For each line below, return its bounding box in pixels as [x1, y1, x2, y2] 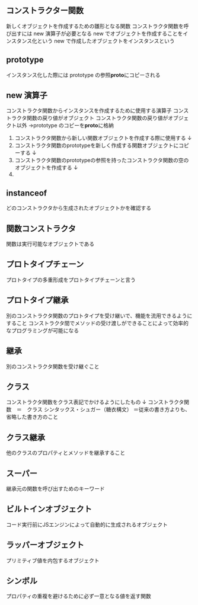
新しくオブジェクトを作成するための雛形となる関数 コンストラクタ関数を [6, 23, 184, 30]
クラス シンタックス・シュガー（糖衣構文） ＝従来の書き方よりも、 [26, 406, 191, 413]
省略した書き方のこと [6, 414, 58, 421]
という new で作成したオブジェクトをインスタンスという [37, 37, 175, 44]
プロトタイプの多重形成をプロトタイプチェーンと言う [6, 276, 136, 283]
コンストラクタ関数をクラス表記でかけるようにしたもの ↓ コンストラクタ [6, 399, 184, 406]
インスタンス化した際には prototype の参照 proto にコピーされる [6, 71, 161, 78]
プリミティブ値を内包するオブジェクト [6, 556, 100, 564]
